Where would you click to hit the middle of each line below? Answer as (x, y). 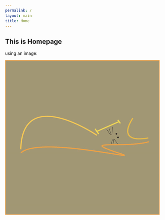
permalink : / (19, 10)
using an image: (21, 53)
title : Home (17, 21)
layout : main (19, 16)
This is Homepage (34, 41)
